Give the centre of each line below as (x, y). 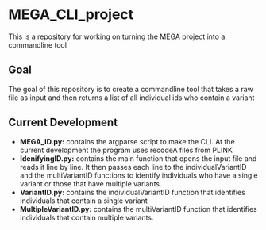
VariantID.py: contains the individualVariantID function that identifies (133, 192)
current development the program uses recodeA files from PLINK (126, 150)
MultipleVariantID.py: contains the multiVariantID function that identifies (139, 209)
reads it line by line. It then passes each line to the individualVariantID (133, 167)
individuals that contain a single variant (84, 201)
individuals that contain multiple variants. (87, 217)
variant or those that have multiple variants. (91, 183)
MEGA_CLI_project (71, 15)
